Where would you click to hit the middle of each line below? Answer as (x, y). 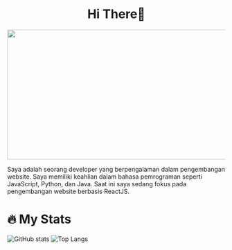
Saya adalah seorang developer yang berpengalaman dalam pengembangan (116, 169)
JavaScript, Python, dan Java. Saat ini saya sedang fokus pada (97, 184)
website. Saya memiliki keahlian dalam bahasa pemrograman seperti (105, 177)
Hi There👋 (116, 14)
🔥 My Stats (39, 219)
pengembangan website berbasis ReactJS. (69, 191)
